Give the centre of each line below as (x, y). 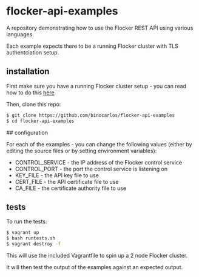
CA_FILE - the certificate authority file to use (71, 188)
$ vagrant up (23, 233)
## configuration (27, 132)
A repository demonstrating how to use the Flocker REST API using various (100, 28)
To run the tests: (27, 221)
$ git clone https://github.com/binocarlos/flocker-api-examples (90, 115)
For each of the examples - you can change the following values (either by (99, 144)
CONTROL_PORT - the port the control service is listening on (91, 169)
